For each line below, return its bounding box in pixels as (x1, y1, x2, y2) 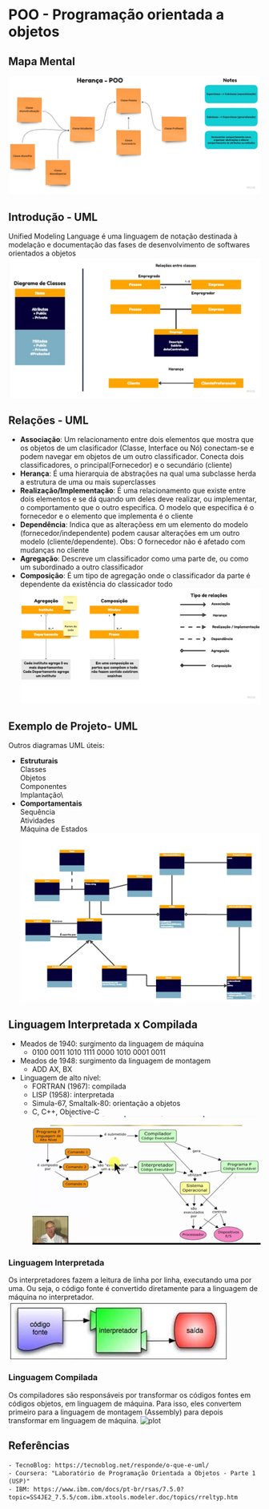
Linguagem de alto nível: (19, 1073, 102, 1083)
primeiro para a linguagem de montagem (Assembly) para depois (8, 1407, 223, 1417)
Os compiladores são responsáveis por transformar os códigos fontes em (8, 1390, 251, 1399)
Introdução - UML (8, 210, 98, 223)
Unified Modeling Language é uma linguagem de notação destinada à (8, 231, 238, 241)
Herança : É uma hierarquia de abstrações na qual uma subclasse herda (19, 469, 256, 478)
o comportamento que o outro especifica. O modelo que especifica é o (19, 503, 255, 513)
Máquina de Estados (19, 824, 88, 834)
